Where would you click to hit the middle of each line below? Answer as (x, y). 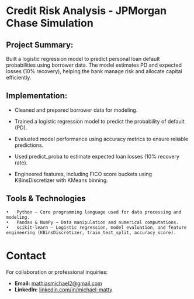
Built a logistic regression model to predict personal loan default (83, 59)
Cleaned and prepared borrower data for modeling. (76, 110)
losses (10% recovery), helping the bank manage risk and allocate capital (94, 71)
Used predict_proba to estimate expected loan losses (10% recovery (97, 156)
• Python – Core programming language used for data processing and (94, 212)
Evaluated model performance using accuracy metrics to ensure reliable (101, 139)
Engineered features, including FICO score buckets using (83, 174)
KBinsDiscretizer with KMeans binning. (61, 180)
